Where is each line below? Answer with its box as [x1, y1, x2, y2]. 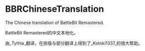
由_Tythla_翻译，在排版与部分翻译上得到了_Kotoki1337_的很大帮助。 [5, 40, 143, 46]
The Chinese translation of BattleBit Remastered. [5, 20, 104, 25]
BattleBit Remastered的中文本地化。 [5, 29, 78, 35]
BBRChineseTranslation [5, 3, 104, 15]
